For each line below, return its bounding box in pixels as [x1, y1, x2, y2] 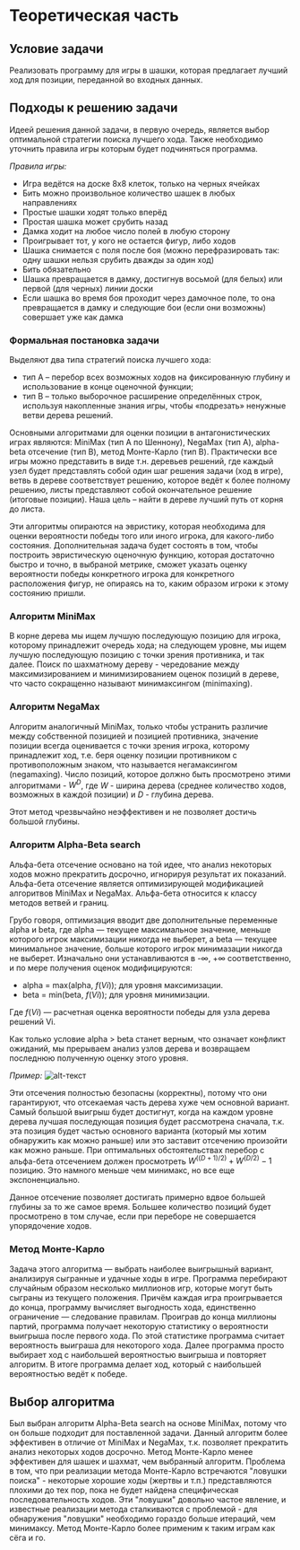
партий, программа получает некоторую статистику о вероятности [9, 1320, 269, 1331]
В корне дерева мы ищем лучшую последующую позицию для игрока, [9, 630, 281, 642]
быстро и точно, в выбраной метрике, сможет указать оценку [9, 559, 248, 570]
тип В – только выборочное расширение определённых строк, [21, 391, 262, 402]
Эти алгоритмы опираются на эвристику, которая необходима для [9, 521, 266, 532]
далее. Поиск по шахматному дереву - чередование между [9, 659, 240, 670]
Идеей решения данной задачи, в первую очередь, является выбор [9, 124, 270, 135]
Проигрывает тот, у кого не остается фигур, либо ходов [21, 235, 236, 246]
